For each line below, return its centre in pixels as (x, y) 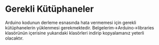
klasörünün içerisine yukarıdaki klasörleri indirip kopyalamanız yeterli (75, 33)
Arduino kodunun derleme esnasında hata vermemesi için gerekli (71, 22)
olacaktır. (14, 38)
